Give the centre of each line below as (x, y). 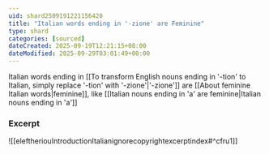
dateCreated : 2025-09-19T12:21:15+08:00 (78, 46)
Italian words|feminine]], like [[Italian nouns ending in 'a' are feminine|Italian (135, 94)
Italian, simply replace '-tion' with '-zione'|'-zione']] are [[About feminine (130, 85)
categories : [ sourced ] (47, 38)
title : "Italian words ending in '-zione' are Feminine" (107, 24)
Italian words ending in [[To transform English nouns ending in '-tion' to (127, 77)
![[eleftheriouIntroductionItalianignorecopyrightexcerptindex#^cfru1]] (123, 141)
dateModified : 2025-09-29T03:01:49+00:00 (79, 53)
